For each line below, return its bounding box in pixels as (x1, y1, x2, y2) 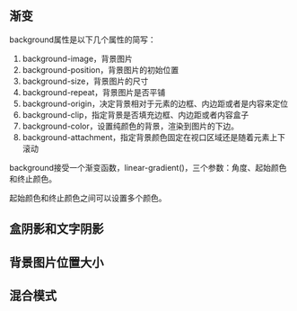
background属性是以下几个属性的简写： (9, 34, 157, 45)
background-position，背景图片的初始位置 (22, 64, 179, 75)
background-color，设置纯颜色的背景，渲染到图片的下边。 (22, 120, 240, 131)
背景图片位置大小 (9, 254, 104, 270)
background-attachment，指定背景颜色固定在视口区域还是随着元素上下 (22, 131, 285, 142)
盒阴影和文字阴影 (9, 221, 104, 236)
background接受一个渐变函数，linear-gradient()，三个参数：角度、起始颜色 (9, 162, 287, 173)
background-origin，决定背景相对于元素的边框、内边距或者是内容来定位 (22, 98, 289, 109)
